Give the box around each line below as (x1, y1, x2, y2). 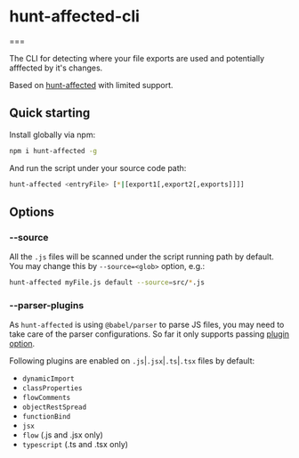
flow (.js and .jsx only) (21, 429, 104, 440)
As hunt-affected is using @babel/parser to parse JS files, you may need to (9, 319, 285, 331)
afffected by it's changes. (9, 62, 103, 73)
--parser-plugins (9, 299, 85, 311)
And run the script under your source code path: (9, 162, 187, 173)
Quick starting (9, 105, 91, 121)
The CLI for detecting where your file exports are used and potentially (9, 53, 265, 63)
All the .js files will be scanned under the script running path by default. (9, 251, 274, 262)
